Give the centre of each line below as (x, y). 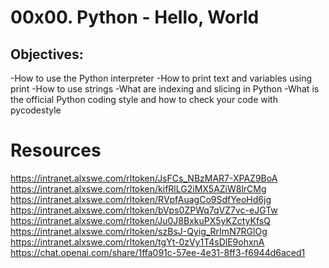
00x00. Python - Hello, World (135, 17)
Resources (56, 150)
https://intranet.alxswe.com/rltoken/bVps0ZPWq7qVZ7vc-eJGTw (144, 210)
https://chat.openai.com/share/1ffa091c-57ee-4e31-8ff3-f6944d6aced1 (158, 252)
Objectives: (47, 54)
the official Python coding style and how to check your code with (144, 99)
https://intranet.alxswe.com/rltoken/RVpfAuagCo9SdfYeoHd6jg (141, 199)
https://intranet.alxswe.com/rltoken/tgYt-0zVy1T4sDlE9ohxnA (137, 242)
